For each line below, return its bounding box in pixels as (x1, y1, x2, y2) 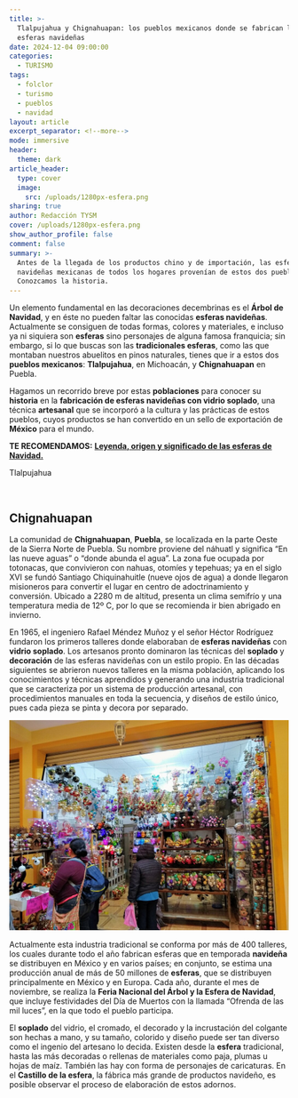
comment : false (9, 239, 66, 248)
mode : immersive (9, 136, 69, 146)
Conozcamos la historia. (17, 277, 109, 286)
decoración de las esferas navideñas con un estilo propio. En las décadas (9, 654, 279, 666)
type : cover (17, 173, 62, 182)
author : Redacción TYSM (9, 212, 98, 220)
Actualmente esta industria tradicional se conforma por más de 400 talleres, (9, 939, 287, 950)
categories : (9, 52, 53, 61)
